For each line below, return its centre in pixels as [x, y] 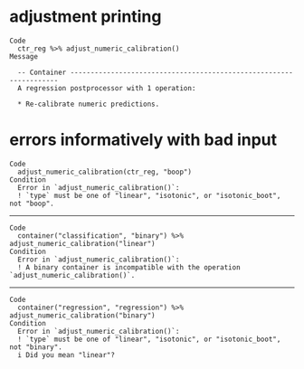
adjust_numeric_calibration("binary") [82, 315]
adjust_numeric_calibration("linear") [82, 243]
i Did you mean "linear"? [66, 355]
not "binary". [36, 347]
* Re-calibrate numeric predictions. [89, 104]
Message [24, 56]
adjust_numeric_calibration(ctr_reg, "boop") [105, 172]
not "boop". [32, 203]
